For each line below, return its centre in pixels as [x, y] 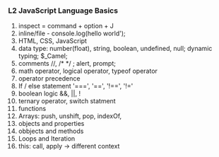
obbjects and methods [51, 131]
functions [32, 109]
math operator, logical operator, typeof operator [88, 71]
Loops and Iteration [47, 139]
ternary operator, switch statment [67, 101]
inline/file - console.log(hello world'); [72, 33]
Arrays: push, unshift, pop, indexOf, [70, 116]
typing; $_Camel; [43, 56]
